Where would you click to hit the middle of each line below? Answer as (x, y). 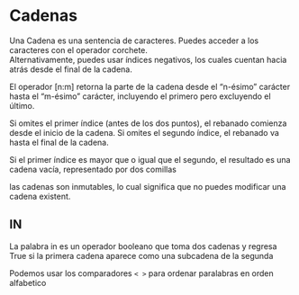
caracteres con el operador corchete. (79, 49)
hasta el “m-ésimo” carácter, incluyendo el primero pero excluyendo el (140, 96)
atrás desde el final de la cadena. (71, 69)
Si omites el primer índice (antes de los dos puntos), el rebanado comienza (148, 123)
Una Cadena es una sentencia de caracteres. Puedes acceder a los (134, 40)
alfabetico (28, 282)
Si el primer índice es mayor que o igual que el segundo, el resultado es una (150, 159)
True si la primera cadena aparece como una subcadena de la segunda (141, 255)
